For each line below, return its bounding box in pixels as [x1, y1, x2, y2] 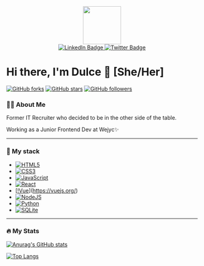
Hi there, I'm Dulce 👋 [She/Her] [6, 65, 165, 79]
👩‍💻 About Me [6, 100, 46, 109]
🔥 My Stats [6, 227, 39, 236]
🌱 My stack [6, 147, 40, 155]
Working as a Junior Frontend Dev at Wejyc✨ [6, 126, 120, 133]
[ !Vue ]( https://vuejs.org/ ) [15, 186, 78, 194]
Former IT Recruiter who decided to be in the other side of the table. [6, 114, 177, 121]
